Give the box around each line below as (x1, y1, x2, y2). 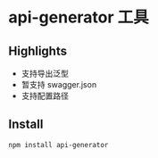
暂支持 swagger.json (21, 79, 97, 89)
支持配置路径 (21, 90, 69, 101)
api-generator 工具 (8, 7, 149, 28)
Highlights (8, 43, 68, 58)
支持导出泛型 (21, 68, 69, 79)
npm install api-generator (8, 140, 109, 149)
